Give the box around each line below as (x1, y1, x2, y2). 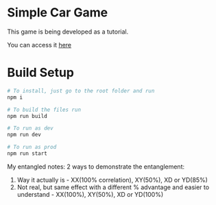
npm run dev (7, 132, 41, 138)
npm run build (7, 112, 48, 119)
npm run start (7, 150, 48, 157)
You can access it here (7, 40, 72, 49)
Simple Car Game (7, 5, 108, 21)
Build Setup (7, 65, 74, 80)
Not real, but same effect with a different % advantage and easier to (16, 183, 210, 191)
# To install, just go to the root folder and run (7, 87, 155, 94)
